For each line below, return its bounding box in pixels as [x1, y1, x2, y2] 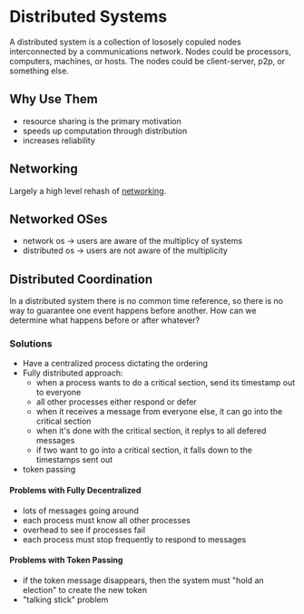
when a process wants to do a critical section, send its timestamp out [35, 377, 296, 388]
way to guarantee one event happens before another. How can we [9, 306, 257, 317]
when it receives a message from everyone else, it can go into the [35, 406, 283, 417]
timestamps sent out [35, 454, 113, 465]
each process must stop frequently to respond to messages [22, 533, 247, 545]
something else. [9, 65, 70, 76]
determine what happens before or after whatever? [9, 315, 201, 326]
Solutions [9, 337, 53, 350]
